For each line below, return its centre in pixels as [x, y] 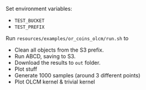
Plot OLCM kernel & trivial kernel [55, 82]
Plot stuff [26, 69]
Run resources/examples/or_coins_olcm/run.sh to [67, 38]
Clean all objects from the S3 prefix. [59, 50]
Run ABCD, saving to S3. [45, 56]
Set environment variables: [39, 9]
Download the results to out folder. [57, 63]
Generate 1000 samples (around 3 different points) [77, 75]
